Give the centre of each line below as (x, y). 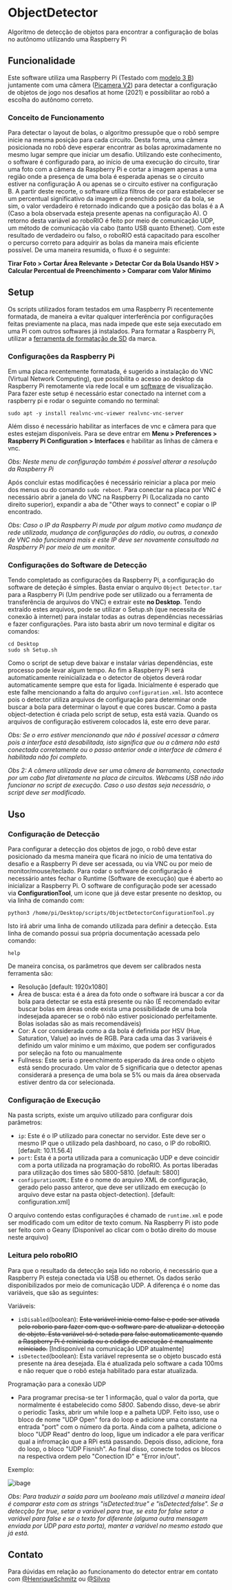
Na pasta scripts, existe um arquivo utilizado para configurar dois (101, 1115)
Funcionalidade (42, 61)
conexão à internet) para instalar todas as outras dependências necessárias (115, 617)
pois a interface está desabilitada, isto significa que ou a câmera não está (114, 742)
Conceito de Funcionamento (56, 117)
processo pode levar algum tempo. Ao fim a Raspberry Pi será (96, 670)
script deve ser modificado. (47, 793)
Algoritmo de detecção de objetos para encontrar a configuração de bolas (113, 32)
